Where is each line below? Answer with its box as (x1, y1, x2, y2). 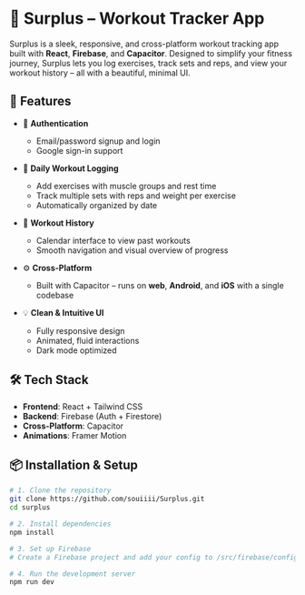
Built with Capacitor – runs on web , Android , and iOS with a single (35, 279, 284, 290)
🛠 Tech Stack (9, 372, 89, 388)
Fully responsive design (35, 325, 125, 336)
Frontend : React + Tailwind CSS (22, 400, 143, 412)
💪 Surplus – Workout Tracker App (9, 8, 265, 29)
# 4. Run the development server (9, 569, 136, 579)
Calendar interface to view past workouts (35, 235, 191, 246)
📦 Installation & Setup (9, 457, 139, 472)
